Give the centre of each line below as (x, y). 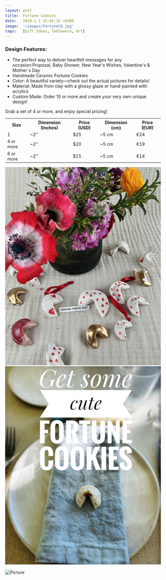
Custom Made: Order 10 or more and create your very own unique (79, 97)
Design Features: (26, 49)
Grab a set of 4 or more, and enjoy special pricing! (56, 112)
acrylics (20, 91)
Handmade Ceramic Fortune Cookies (50, 76)
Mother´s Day (26, 70)
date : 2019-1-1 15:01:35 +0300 (40, 21)
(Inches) (49, 127)
